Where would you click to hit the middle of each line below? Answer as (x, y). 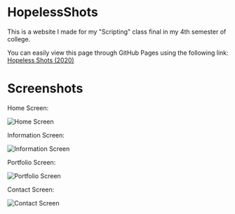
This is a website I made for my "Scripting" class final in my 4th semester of (117, 32)
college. (19, 39)
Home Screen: (28, 108)
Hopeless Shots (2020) (41, 60)
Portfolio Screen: (32, 162)
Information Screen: (36, 135)
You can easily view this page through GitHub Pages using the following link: (118, 53)
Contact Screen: (31, 189)
